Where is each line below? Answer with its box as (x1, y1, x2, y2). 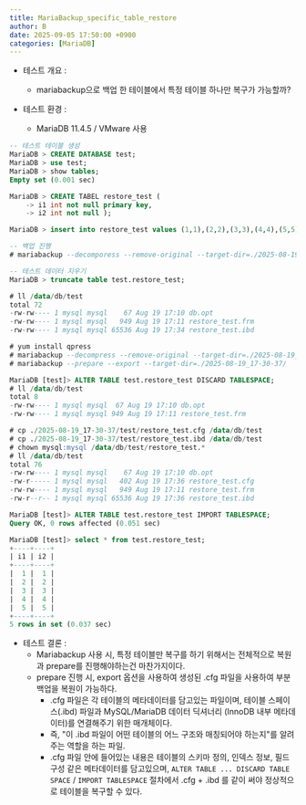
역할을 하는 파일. (66, 740, 126, 751)
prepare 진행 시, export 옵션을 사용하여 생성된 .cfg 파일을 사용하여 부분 (36, 672, 291, 683)
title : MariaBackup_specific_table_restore (9, 13, 178, 23)
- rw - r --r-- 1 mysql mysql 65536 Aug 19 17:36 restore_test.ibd (9, 494, 255, 503)
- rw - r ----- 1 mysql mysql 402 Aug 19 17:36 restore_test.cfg (9, 476, 255, 486)
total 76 (9, 460, 43, 469)
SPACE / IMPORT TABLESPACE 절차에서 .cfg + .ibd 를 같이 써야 (49, 775, 263, 786)
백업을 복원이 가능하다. (36, 684, 117, 695)
